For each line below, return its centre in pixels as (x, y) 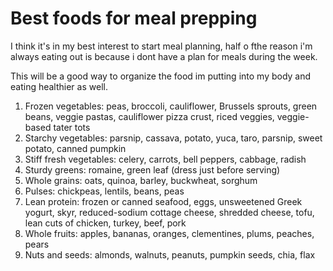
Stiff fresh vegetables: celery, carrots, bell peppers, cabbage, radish (165, 159)
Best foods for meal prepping (134, 18)
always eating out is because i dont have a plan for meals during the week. (164, 56)
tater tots (72, 127)
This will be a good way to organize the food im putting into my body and (161, 76)
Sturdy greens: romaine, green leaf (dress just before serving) (152, 169)
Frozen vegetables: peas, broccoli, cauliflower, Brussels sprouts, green (171, 106)
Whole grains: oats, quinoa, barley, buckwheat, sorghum (141, 180)
